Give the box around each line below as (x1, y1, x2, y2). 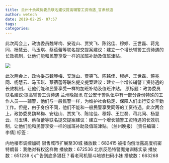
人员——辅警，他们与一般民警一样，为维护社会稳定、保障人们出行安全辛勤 (9, 98, 164, 104)
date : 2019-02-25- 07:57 (5, 17, 57, 22)
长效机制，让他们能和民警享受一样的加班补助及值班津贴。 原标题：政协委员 (5, 86, 161, 92)
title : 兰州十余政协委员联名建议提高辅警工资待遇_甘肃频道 (5, 7, 113, 13)
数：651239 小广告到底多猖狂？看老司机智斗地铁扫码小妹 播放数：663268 (5, 152, 158, 158)
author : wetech (5, 12, 37, 17)
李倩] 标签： (5, 129, 31, 135)
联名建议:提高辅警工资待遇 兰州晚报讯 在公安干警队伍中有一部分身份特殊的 (5, 92, 159, 98)
